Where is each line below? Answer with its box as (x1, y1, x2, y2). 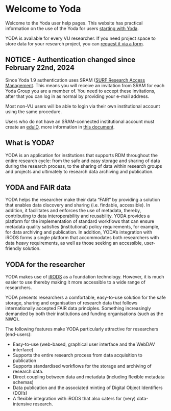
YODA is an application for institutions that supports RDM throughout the (5, 152, 158, 158)
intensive (12, 401, 32, 407)
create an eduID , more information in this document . (5, 123, 115, 130)
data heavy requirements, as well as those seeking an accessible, (5, 240, 143, 246)
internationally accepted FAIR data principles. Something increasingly (5, 305, 152, 312)
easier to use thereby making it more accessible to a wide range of (5, 279, 145, 286)
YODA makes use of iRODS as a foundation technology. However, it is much (5, 274, 164, 280)
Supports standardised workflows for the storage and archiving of (12, 363, 152, 369)
